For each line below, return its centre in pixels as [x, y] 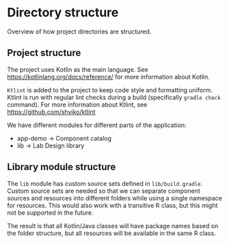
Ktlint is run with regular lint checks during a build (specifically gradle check [114, 97]
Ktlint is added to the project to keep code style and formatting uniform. [110, 90]
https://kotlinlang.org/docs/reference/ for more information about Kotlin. [109, 77]
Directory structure [63, 13]
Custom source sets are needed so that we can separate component [104, 191]
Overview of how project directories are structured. [79, 31]
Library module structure [62, 167]
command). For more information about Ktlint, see [77, 105]
